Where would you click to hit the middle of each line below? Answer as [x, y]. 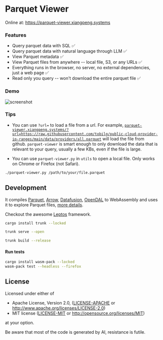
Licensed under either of [30, 293]
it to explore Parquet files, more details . [44, 205]
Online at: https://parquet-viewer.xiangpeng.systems [58, 22]
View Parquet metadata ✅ [38, 57]
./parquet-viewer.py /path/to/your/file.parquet [55, 172]
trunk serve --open [25, 232]
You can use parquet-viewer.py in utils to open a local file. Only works [83, 158]
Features [16, 35]
